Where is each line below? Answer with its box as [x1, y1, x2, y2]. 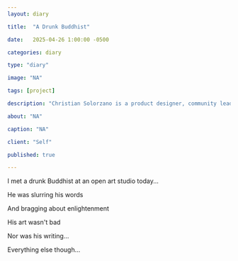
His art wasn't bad [7, 218, 61, 227]
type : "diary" [7, 62, 50, 69]
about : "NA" [7, 113, 42, 120]
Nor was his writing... [7, 232, 69, 240]
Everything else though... [7, 245, 81, 254]
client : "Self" [7, 138, 52, 145]
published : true [7, 151, 55, 158]
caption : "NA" [7, 126, 50, 133]
